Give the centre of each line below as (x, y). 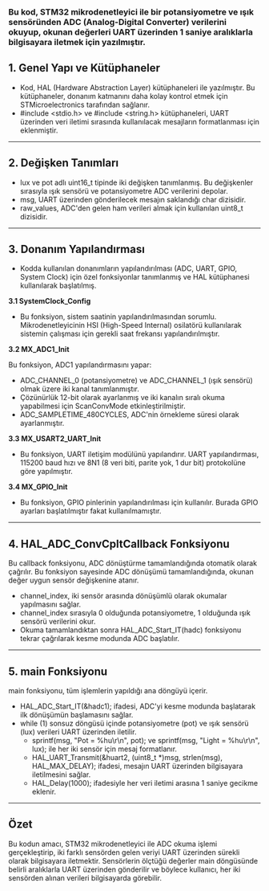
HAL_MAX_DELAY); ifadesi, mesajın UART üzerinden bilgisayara (137, 766)
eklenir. (44, 791)
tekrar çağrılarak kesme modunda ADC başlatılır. (100, 639)
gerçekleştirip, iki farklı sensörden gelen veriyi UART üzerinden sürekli (124, 852)
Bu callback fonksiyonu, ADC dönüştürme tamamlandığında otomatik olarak (133, 563)
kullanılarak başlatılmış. (58, 286)
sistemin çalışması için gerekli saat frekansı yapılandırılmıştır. (120, 334)
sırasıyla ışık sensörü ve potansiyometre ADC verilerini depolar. (124, 190)
